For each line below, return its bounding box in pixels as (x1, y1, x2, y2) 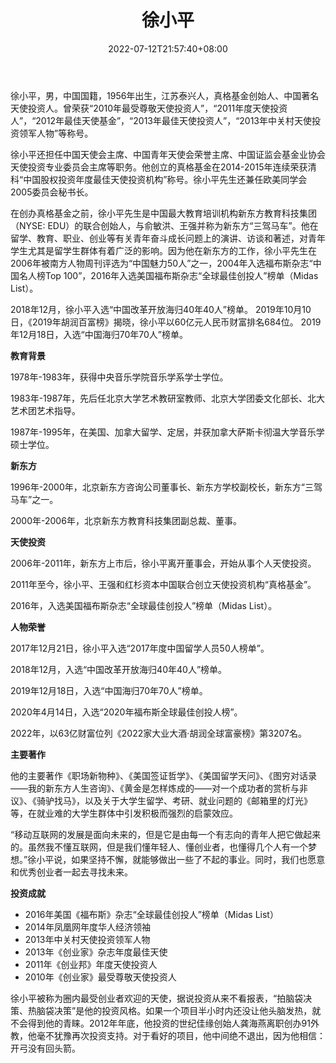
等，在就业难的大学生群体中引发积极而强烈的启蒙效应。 (10, 807, 238, 819)
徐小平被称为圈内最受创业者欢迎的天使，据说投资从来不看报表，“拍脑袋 (10, 992, 304, 1004)
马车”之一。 (10, 493, 59, 505)
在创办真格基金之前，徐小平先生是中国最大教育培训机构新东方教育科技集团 (10, 207, 317, 219)
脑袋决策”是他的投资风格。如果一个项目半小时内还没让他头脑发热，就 (36, 1004, 322, 1016)
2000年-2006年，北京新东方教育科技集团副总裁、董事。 (10, 514, 242, 526)
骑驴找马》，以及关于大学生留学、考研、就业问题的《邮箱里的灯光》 (36, 794, 313, 806)
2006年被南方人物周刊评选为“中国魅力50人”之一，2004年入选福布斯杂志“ (10, 257, 313, 269)
